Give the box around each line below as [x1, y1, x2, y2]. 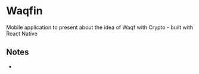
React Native [6, 30, 38, 37]
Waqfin [6, 4, 43, 18]
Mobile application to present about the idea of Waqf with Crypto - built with [6, 24, 194, 31]
